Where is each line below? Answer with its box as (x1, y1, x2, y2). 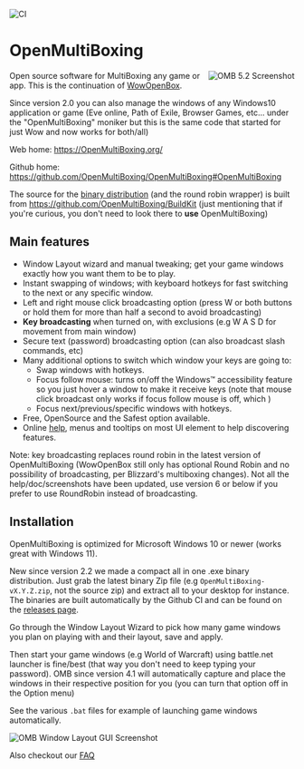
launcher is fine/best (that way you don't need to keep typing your (9, 658, 256, 669)
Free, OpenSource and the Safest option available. (22, 413, 211, 423)
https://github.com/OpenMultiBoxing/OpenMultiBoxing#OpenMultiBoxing (9, 170, 282, 181)
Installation (9, 514, 74, 530)
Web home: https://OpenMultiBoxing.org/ (9, 143, 163, 154)
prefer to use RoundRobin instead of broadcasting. (9, 488, 198, 499)
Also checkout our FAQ (9, 749, 95, 761)
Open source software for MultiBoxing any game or (9, 70, 201, 81)
